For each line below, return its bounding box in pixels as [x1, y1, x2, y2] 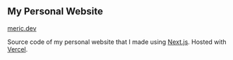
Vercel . [7, 45, 28, 53]
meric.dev [7, 24, 37, 32]
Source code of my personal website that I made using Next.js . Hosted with [7, 38, 227, 46]
